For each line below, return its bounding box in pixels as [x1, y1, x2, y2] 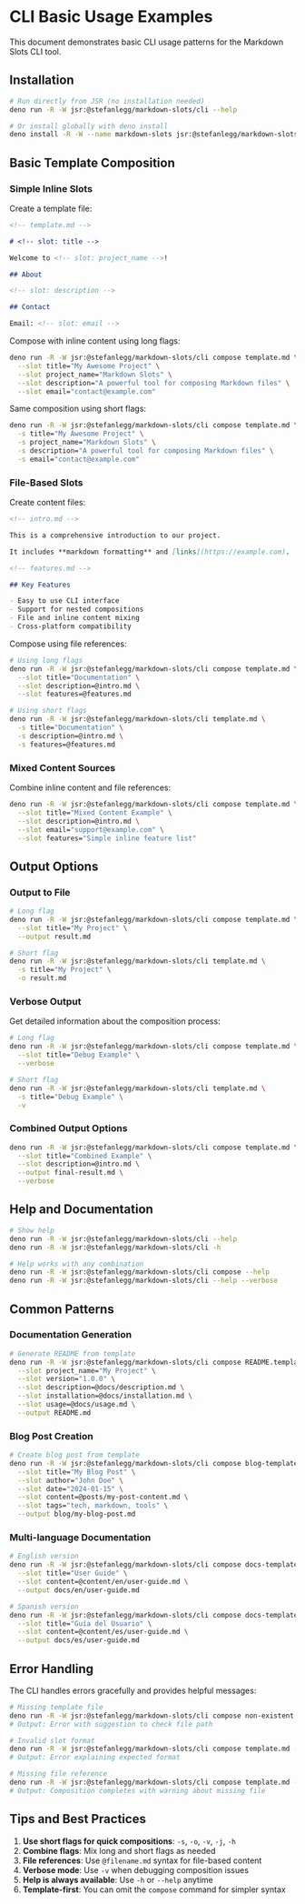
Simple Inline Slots [9, 182, 93, 195]
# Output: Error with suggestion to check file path [9, 1719, 213, 1729]
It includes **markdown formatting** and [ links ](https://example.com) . [9, 547, 290, 556]
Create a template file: [9, 203, 93, 214]
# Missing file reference [9, 1769, 107, 1779]
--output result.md [17, 932, 92, 941]
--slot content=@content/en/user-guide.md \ [17, 1578, 189, 1587]
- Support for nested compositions [9, 605, 144, 615]
